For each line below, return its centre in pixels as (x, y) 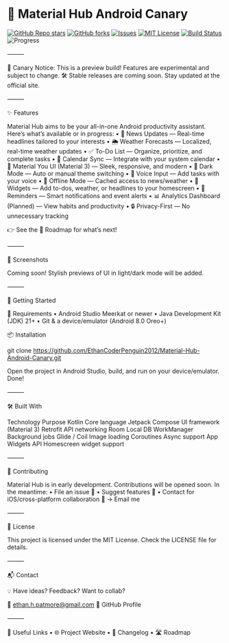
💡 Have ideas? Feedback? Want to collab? (66, 591)
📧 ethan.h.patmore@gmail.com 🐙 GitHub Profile (74, 604)
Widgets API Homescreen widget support (66, 444)
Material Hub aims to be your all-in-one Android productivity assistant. (107, 126)
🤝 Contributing (28, 471)
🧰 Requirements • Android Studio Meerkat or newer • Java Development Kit (114, 313)
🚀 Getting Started (32, 300)
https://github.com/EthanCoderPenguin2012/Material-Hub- (117, 350)
